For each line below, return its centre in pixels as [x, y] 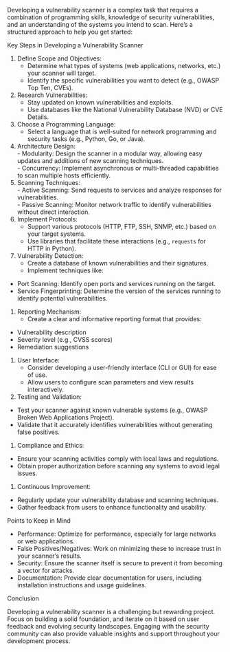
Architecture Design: [46, 146]
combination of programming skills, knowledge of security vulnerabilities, [111, 17]
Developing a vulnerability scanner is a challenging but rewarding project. [111, 612]
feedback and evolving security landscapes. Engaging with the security [108, 626]
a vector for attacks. [45, 570]
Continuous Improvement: [54, 487]
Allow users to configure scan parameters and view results [111, 382]
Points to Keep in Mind [39, 521]
